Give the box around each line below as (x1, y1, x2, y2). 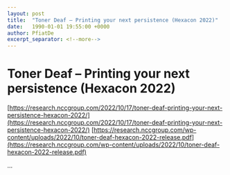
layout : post (7, 10, 45, 17)
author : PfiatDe (7, 29, 54, 37)
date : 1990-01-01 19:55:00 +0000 (7, 23, 110, 30)
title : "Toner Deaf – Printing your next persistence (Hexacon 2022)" (7, 17, 218, 24)
